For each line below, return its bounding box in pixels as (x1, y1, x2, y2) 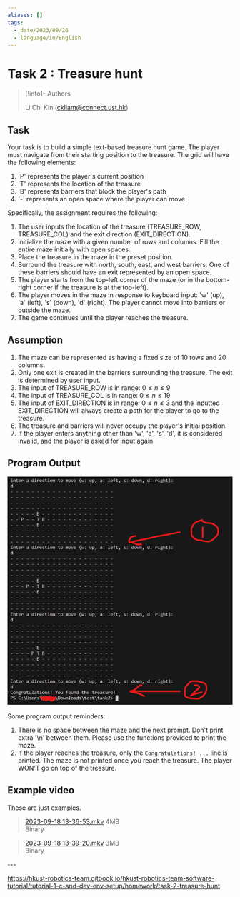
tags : (7, 19, 24, 26)
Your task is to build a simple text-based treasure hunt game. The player (7, 143, 220, 151)
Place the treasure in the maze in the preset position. (17, 253, 174, 261)
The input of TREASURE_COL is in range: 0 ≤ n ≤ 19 (17, 391, 171, 399)
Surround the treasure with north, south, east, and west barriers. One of (17, 261, 230, 269)
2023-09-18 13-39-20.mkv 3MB (24, 838, 120, 847)
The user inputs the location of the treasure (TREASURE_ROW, (17, 222, 202, 231)
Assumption (7, 334, 63, 346)
